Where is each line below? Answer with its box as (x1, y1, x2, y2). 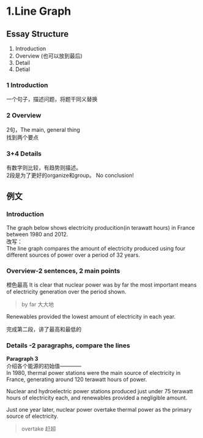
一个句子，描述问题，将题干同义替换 (6, 96, 98, 103)
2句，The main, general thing (6, 126, 81, 133)
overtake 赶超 (21, 425, 56, 432)
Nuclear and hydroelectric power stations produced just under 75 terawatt (6, 388, 193, 395)
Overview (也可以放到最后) (15, 52, 83, 59)
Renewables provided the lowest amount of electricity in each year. (6, 312, 176, 320)
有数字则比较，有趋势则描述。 (6, 164, 81, 171)
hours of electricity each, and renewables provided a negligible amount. (6, 394, 188, 402)
